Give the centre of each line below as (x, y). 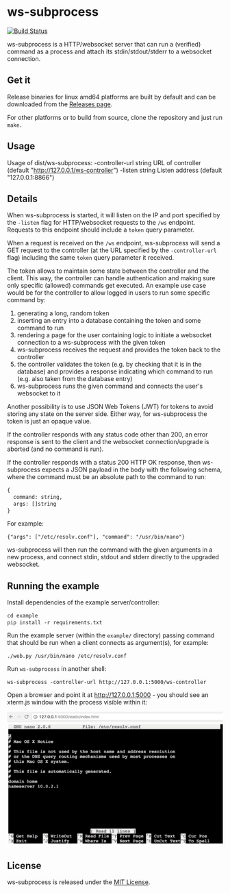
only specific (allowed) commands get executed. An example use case (107, 286)
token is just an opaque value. (49, 421)
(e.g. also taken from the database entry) (75, 379)
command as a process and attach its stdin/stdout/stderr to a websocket (110, 51)
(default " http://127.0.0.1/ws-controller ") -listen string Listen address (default (115, 170)
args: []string (35, 504)
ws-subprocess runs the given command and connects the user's (110, 386)
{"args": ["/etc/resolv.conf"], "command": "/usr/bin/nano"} (96, 537)
